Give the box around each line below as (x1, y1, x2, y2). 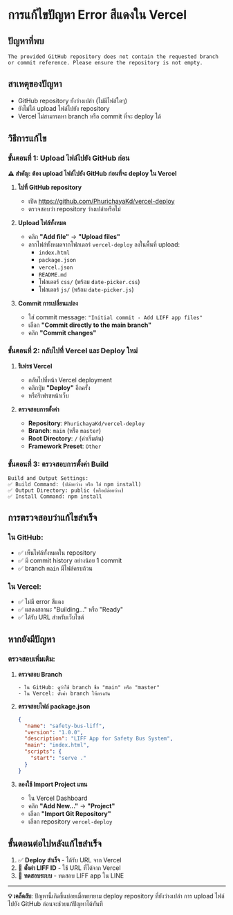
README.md (38, 271, 67, 278)
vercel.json (38, 264, 73, 271)
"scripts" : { (24, 748, 62, 755)
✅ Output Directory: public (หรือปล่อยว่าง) (8, 487, 124, 495)
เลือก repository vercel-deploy (28, 817, 113, 826)
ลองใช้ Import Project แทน (17, 780, 88, 788)
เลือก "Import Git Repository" (28, 809, 111, 817)
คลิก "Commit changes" (28, 328, 97, 337)
